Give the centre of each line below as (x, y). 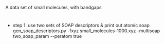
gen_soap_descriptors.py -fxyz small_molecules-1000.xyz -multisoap (86, 31)
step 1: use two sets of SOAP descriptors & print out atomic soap (81, 26)
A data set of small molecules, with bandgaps (53, 7)
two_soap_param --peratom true (47, 36)
